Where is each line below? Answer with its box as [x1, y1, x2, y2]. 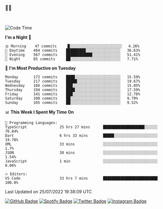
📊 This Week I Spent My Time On [5, 109, 74, 115]
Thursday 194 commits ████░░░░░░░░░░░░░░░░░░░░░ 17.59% [5, 87, 140, 92]
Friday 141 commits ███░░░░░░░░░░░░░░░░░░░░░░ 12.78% [5, 92, 140, 97]
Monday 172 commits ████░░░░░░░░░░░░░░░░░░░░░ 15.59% [5, 75, 140, 80]
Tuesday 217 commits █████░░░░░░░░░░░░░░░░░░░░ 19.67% [5, 79, 140, 84]
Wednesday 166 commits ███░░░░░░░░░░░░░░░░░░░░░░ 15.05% [5, 83, 140, 88]
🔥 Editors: [5, 172, 28, 177]
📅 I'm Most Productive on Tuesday [5, 65, 76, 71]
